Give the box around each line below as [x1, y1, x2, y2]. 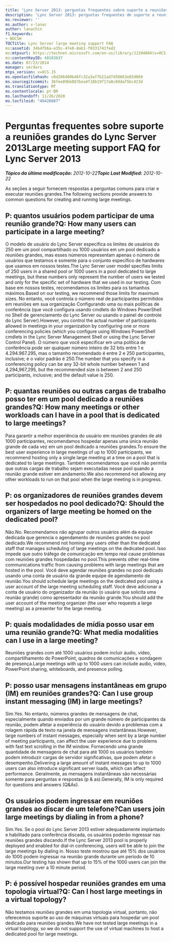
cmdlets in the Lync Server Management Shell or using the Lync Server [5, 334, 155, 340]
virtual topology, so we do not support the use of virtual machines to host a [5, 925, 164, 931]
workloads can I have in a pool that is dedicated [5, 411, 160, 420]
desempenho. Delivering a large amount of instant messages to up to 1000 [5, 760, 161, 766]
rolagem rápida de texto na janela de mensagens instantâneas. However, [5, 727, 158, 733]
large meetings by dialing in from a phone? [5, 813, 144, 821]
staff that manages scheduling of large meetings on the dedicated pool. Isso [5, 545, 166, 551]
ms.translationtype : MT [5, 84, 56, 89]
